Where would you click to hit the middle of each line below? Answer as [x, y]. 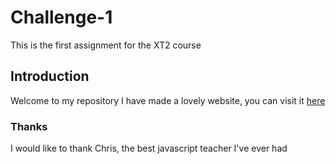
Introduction [50, 76]
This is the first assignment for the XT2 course [106, 45]
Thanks [29, 126]
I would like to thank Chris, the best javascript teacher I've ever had [149, 148]
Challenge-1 [61, 17]
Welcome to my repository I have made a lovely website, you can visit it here [168, 100]
